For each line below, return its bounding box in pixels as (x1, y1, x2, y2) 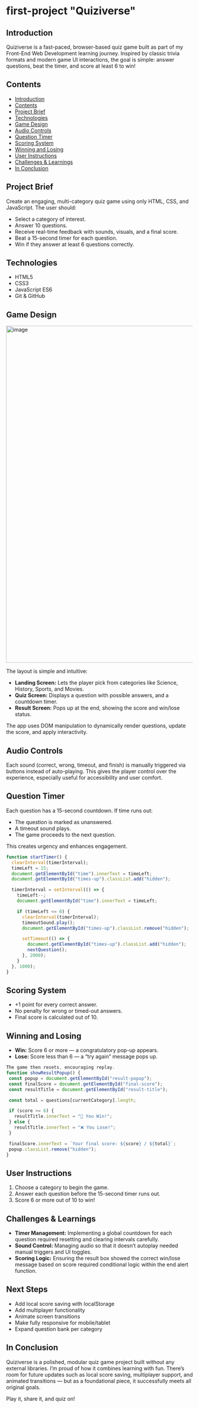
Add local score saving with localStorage (14, 1300, 115, 1307)
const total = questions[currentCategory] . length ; (8, 1097, 136, 1103)
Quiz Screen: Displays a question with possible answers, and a (14, 692, 169, 699)
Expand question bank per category (14, 1325, 102, 1333)
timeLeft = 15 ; (11, 865, 49, 871)
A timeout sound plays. (14, 825, 71, 832)
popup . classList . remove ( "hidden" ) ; (8, 1146, 97, 1152)
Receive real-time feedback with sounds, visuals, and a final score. (14, 228, 179, 235)
